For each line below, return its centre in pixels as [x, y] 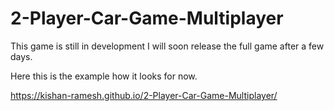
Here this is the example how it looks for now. [104, 76]
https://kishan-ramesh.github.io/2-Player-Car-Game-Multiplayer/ [144, 95]
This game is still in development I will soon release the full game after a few [167, 46]
